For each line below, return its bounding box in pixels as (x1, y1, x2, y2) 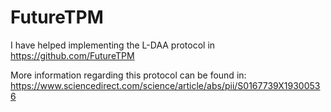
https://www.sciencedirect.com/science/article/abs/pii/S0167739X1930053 (10, 79, 321, 91)
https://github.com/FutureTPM (10, 49, 135, 61)
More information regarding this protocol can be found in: (10, 69, 247, 81)
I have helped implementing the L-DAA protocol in (10, 39, 216, 51)
